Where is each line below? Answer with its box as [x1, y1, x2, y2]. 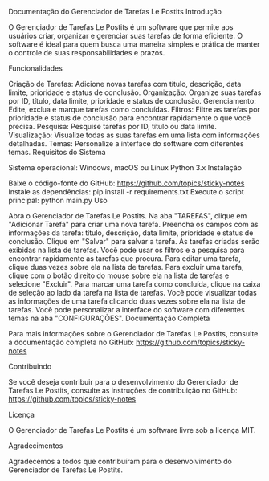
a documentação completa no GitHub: [8, 337, 135, 347]
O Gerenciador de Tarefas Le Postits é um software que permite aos [8, 22, 234, 31]
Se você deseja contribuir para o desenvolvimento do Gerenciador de [8, 377, 238, 386]
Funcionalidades [8, 63, 63, 73]
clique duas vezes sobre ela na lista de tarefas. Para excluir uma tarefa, [8, 263, 244, 271]
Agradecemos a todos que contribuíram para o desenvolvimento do [8, 457, 233, 466]
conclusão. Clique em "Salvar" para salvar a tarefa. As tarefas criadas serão [8, 237, 260, 246]
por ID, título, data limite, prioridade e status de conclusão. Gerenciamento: [8, 96, 257, 105]
